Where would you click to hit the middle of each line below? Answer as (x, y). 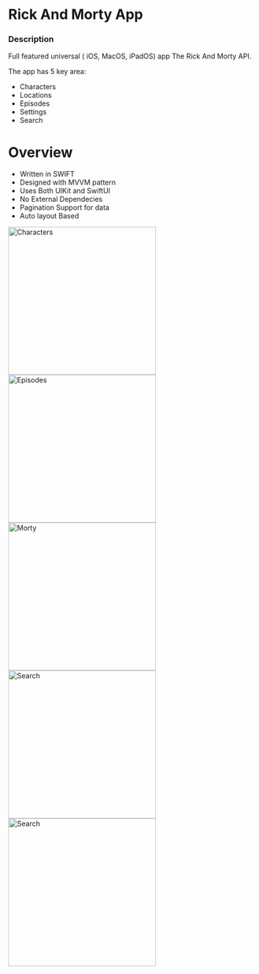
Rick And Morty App (76, 15)
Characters (38, 87)
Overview (41, 152)
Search (31, 121)
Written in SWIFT (47, 174)
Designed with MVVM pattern (68, 182)
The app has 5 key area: (47, 72)
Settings (33, 112)
